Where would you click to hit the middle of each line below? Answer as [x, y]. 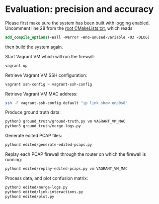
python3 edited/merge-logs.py [37, 187]
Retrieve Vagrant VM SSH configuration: [46, 75]
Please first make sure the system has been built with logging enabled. [78, 23]
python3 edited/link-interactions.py [44, 192]
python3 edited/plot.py [30, 197]
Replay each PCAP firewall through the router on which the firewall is [76, 154]
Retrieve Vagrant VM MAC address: [41, 94]
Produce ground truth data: [33, 112]
